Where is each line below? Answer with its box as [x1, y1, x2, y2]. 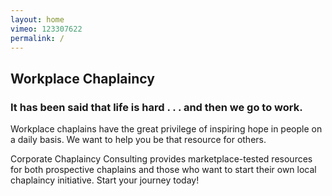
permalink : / [10, 33, 65, 43]
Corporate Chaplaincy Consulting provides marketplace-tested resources [10, 153, 313, 165]
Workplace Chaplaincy [10, 70, 155, 87]
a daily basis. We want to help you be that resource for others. [10, 134, 267, 146]
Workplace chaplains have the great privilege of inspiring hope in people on [10, 123, 323, 135]
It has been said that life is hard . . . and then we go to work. [10, 100, 303, 114]
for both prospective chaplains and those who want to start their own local [10, 164, 317, 176]
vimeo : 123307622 [10, 24, 83, 34]
